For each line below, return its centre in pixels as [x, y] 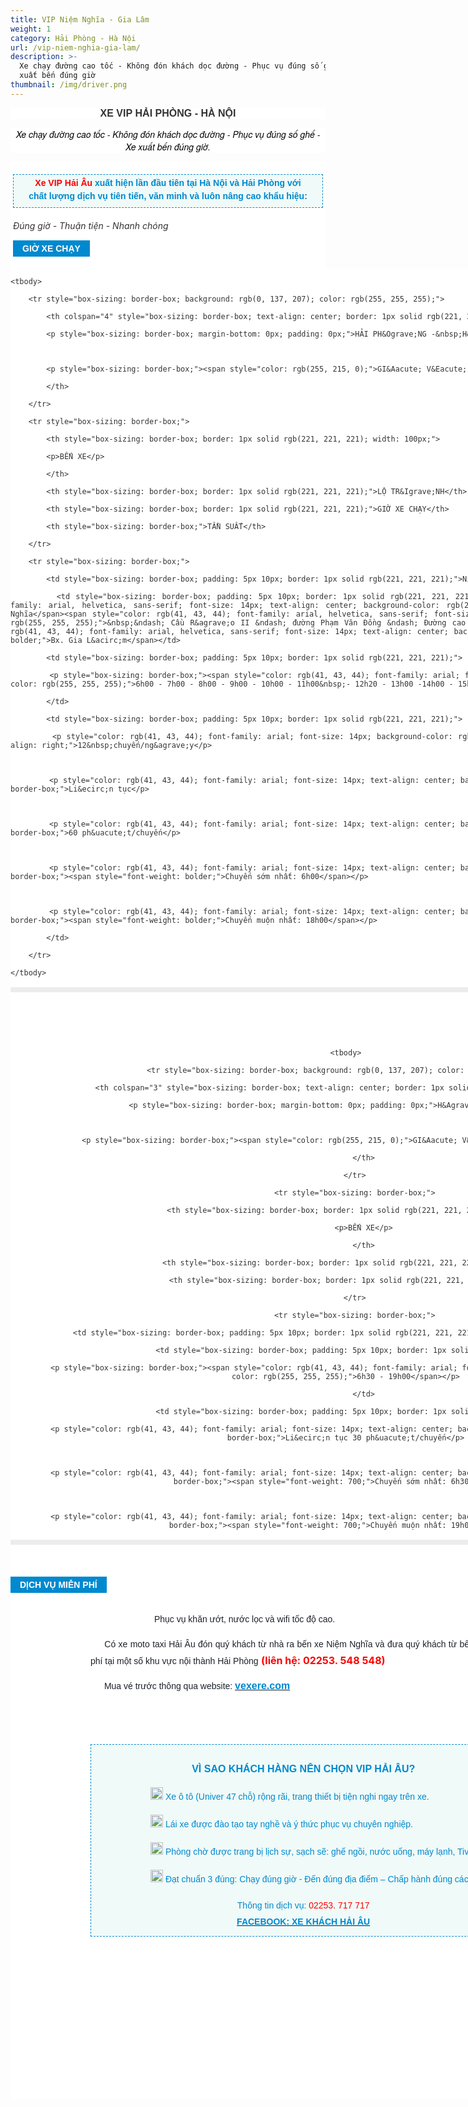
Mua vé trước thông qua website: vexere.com [197, 1685]
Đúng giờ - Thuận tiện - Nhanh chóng [91, 225]
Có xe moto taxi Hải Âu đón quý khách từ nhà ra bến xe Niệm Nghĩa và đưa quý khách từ [281, 1644]
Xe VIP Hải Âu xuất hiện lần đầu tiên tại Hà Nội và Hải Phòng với [168, 182]
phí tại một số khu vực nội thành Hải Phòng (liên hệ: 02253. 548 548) [238, 1660]
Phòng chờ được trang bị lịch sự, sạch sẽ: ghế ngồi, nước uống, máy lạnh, [310, 1851]
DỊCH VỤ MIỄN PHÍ [58, 1584]
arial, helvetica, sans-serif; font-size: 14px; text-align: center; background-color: [244, 605]
